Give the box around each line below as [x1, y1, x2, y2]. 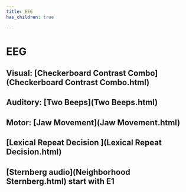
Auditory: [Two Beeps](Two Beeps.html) [6, 97, 158, 108]
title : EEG [6, 8, 33, 15]
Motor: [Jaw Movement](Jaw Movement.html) [6, 118, 181, 128]
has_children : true [6, 14, 54, 20]
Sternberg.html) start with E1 [6, 176, 115, 186]
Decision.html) [6, 147, 62, 157]
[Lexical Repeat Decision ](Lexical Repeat [6, 138, 162, 148]
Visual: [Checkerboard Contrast [6, 69, 126, 79]
